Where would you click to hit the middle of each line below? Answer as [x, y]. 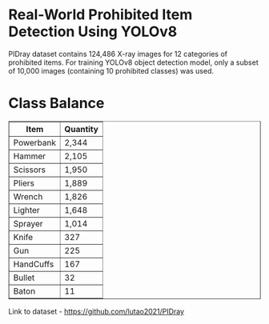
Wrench [28, 196]
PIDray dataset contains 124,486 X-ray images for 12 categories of [118, 54]
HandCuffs [34, 264]
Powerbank [35, 142]
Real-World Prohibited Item [100, 15]
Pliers [24, 183]
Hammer [30, 156]
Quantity [81, 129]
